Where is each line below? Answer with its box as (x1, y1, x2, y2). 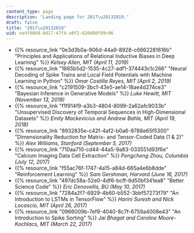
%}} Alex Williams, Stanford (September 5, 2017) (14, 140, 132, 147)
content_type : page (6, 8, 54, 15)
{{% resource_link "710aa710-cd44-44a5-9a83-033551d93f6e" (14, 146, 168, 153)
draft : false (6, 19, 38, 25)
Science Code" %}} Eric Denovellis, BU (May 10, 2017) (14, 183, 145, 190)
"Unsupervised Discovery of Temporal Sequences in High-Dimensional (14, 109, 186, 116)
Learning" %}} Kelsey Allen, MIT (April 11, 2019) (14, 59, 129, 66)
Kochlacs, (14, 221, 39, 228)
